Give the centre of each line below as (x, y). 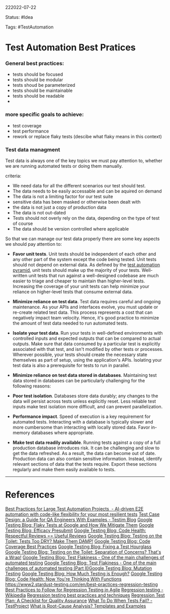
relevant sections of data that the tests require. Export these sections (84, 464)
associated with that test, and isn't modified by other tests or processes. (88, 349)
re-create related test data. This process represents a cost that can (82, 312)
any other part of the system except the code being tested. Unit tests (84, 260)
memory (21, 433)
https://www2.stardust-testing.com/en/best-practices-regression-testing (82, 585)
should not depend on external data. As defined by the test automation (86, 265)
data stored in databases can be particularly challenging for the (79, 381)
